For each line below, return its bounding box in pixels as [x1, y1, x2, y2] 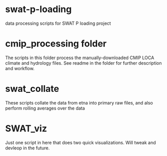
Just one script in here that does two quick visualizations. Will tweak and [5, 139, 156, 145]
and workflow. [5, 65, 35, 71]
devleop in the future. [5, 145, 50, 151]
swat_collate [5, 83, 59, 94]
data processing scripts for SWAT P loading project [5, 20, 111, 26]
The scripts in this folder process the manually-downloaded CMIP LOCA [5, 55, 154, 61]
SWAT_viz [5, 123, 47, 134]
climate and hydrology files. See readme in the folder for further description [5, 60, 162, 66]
